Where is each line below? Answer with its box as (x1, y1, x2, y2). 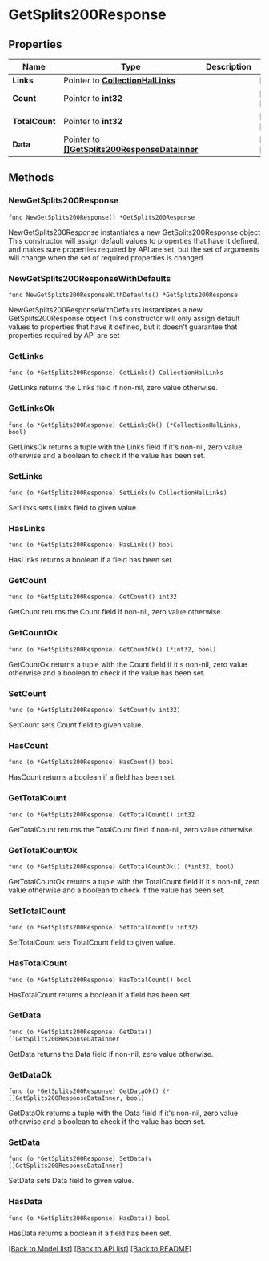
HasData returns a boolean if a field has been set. (8, 1228, 172, 1238)
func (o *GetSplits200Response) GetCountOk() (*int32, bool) (8, 645, 217, 654)
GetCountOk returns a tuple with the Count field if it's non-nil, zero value (8, 659, 248, 669)
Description (205, 62, 252, 72)
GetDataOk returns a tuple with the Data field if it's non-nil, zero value (8, 1108, 239, 1118)
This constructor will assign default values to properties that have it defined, (8, 236, 260, 245)
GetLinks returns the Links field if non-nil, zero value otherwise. (8, 383, 218, 393)
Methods (8, 171, 54, 185)
